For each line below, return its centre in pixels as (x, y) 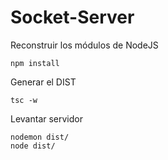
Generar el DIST (43, 82)
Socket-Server (72, 17)
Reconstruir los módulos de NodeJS (84, 45)
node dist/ (33, 146)
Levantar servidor (46, 118)
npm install (35, 63)
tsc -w (24, 100)
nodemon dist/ (40, 137)
